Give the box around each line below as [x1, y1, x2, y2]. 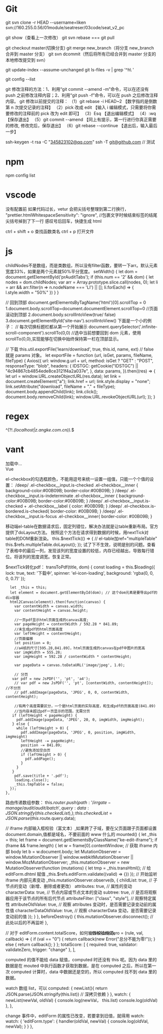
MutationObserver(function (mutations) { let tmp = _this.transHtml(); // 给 [5, 865, 151, 871]
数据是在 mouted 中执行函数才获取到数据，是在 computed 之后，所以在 [5, 963, 148, 968]
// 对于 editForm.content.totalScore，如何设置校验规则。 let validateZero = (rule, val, [5, 930, 144, 935]
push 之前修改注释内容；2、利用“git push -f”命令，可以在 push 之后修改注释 [5, 92, 158, 98]
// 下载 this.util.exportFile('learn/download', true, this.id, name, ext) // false [5, 346, 154, 352]
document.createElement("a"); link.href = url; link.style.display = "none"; [5, 378, 151, 384]
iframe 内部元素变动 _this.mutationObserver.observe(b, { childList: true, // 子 [5, 877, 158, 883]
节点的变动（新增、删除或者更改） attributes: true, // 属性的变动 [5, 883, 132, 889]
